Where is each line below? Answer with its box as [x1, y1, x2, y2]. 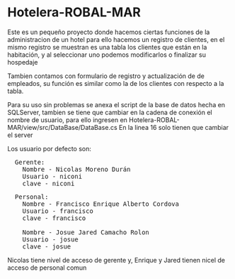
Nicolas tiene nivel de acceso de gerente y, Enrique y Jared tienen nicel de [7, 256, 225, 264]
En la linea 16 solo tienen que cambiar [119, 123, 229, 131]
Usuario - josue [22, 235, 79, 244]
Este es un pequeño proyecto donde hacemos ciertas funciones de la [7, 28, 210, 36]
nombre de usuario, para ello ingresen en [7, 115, 127, 124]
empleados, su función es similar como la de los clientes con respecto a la [7, 79, 224, 87]
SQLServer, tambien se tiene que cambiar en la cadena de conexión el [7, 108, 212, 116]
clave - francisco [22, 214, 86, 222]
